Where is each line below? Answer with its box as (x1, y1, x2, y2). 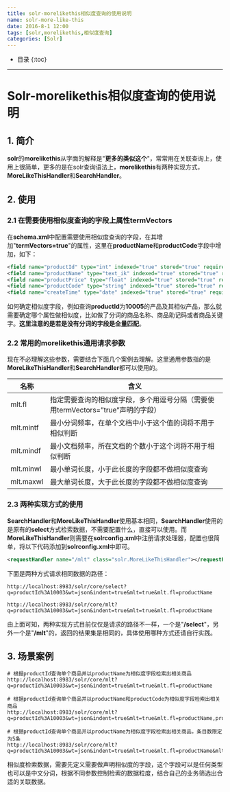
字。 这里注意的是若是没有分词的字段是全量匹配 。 (7, 320, 145, 328)
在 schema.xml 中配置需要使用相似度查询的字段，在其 (7, 233, 157, 241)
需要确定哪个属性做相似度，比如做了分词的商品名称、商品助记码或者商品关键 (7, 311, 223, 319)
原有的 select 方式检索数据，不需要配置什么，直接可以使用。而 (12, 525, 187, 533)
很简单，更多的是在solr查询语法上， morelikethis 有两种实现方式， (18, 163, 204, 172)
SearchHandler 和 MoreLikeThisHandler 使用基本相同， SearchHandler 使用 (7, 516, 217, 525)
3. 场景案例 (7, 651, 54, 662)
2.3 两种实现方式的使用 (7, 500, 84, 509)
